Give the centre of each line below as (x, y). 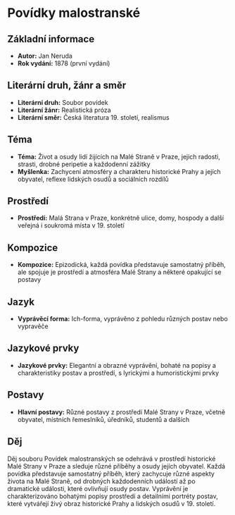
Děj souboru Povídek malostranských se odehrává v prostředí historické (112, 459)
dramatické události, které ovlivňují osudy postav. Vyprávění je (98, 488)
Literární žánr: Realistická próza (64, 110)
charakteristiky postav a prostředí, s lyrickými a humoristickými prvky (118, 373)
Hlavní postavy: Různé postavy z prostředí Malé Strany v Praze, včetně (121, 412)
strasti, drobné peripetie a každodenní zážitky (84, 164)
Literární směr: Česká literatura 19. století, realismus (94, 117)
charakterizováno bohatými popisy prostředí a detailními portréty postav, (113, 496)
